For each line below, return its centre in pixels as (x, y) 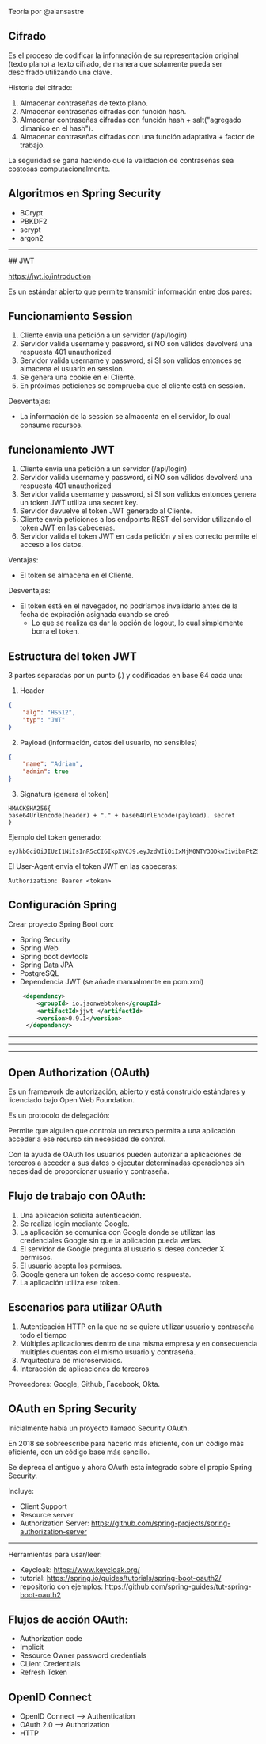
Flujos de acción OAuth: (68, 1619)
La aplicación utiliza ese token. (70, 1282)
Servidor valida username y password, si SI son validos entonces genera (138, 494)
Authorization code (51, 1639)
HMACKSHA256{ (30, 809)
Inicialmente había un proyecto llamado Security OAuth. (99, 1428)
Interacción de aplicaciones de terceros (84, 1369)
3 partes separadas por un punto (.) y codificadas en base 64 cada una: (125, 676)
